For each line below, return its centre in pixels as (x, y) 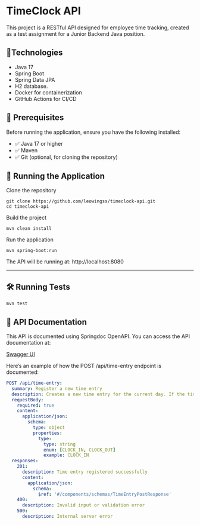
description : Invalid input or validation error (83, 505)
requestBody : (28, 400)
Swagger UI (21, 354)
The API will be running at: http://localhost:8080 (65, 262)
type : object (49, 428)
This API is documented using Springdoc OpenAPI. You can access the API (98, 336)
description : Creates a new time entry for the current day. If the (98, 394)
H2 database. (31, 86)
